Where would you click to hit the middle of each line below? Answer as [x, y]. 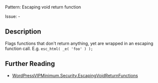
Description [23, 32]
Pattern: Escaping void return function [43, 7]
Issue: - [13, 16]
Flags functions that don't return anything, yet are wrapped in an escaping [79, 43]
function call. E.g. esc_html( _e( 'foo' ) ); [49, 49]
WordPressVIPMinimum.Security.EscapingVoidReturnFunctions [75, 75]
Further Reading [30, 64]
